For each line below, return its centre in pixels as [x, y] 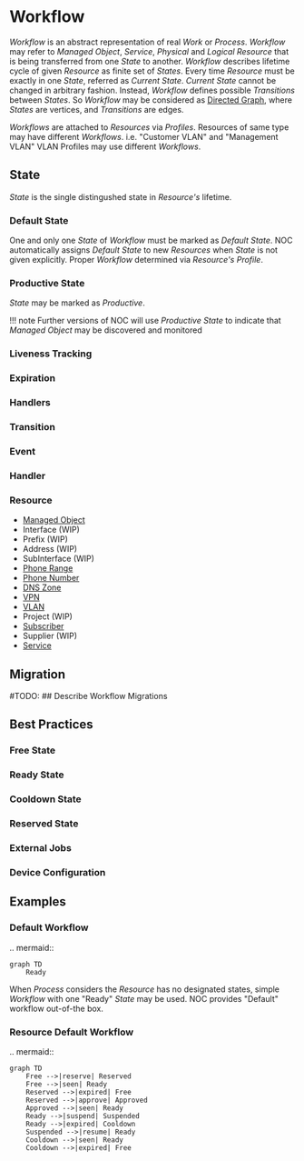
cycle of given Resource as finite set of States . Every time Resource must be [152, 71]
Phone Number [51, 578]
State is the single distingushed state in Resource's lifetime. [121, 196]
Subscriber [43, 626]
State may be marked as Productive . [77, 303]
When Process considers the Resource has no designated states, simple [144, 989]
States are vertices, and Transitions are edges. [97, 109]
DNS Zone [42, 587]
